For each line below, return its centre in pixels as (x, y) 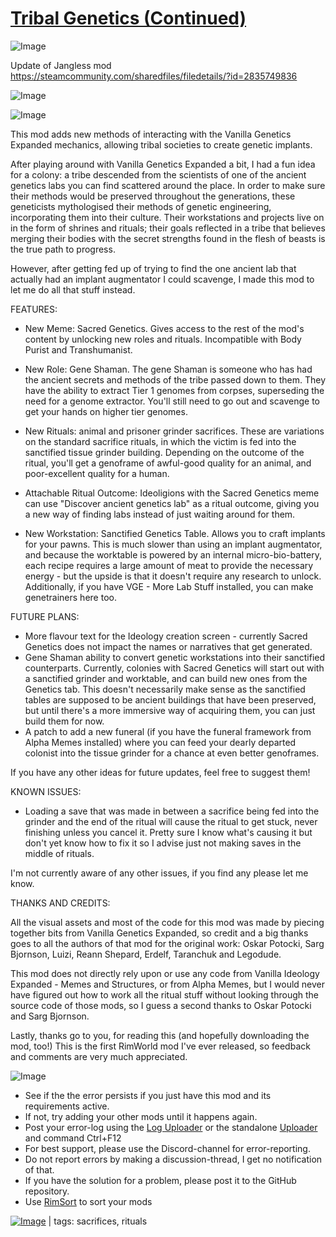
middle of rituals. (59, 853)
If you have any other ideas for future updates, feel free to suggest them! (160, 772)
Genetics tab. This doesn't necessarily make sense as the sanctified (165, 689)
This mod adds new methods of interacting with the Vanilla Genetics (151, 134)
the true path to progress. (63, 249)
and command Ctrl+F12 (73, 1138)
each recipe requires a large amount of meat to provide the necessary (169, 565)
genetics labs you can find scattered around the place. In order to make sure (168, 185)
